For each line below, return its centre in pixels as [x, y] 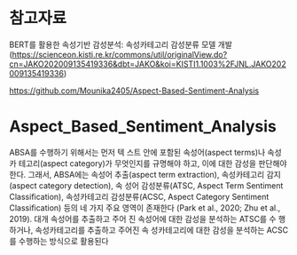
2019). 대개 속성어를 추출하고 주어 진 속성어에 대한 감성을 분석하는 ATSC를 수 [143, 219]
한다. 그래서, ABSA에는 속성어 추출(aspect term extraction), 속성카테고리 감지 [145, 174]
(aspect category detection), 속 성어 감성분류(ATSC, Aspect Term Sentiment [146, 185]
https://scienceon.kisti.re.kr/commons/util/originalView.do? [120, 54]
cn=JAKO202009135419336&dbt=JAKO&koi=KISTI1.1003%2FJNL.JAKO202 [148, 64]
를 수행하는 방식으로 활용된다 [59, 241]
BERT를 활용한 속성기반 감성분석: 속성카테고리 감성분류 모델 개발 [121, 44]
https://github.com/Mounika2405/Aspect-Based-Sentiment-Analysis [134, 91]
